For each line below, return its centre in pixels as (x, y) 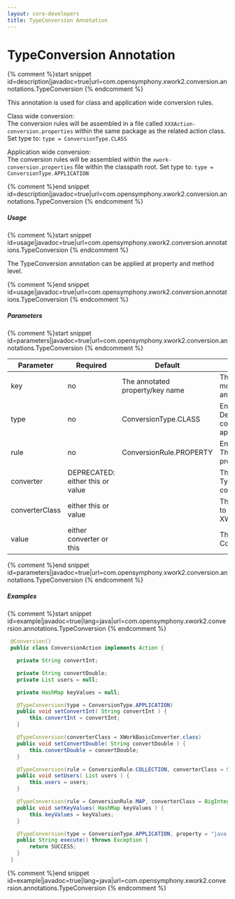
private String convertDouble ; (62, 673)
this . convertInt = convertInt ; (74, 718)
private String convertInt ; (57, 661)
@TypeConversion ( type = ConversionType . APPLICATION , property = (112, 834)
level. (15, 271)
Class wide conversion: (41, 116)
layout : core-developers (43, 14)
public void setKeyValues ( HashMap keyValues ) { (90, 808)
